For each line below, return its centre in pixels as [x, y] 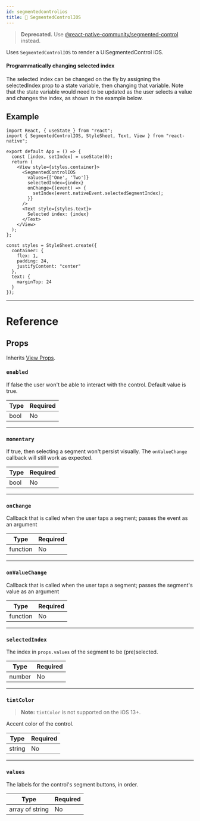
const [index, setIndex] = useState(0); [62, 157]
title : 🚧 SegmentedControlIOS [44, 17]
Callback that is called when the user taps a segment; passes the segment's [100, 585]
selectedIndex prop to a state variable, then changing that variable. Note [95, 85]
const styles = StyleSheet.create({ [51, 245]
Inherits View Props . [31, 358]
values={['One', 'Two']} [58, 177]
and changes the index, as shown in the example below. [75, 98]
